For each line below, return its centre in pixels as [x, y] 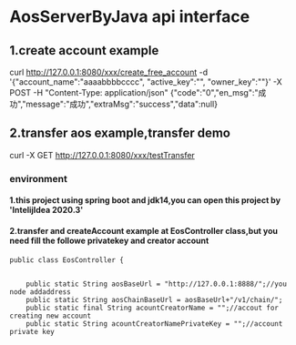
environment [39, 178]
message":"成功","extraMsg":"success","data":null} [122, 104]
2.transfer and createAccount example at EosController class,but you [144, 230]
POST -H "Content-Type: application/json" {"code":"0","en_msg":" [134, 92]
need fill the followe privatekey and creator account [109, 240]
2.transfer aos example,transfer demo [120, 133]
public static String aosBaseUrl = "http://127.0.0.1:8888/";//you [156, 284]
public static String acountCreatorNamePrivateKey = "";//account [154, 324]
